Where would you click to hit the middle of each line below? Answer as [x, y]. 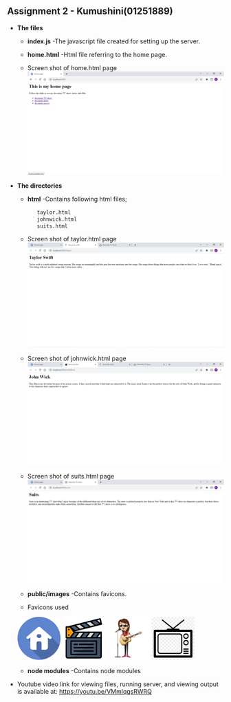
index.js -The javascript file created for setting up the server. [114, 41]
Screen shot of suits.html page [71, 476]
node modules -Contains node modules [84, 671]
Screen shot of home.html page [72, 67]
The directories [40, 186]
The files [30, 28]
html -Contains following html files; [77, 199]
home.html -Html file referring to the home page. [97, 54]
